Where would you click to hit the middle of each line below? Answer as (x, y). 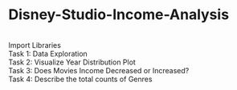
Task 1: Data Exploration (48, 53)
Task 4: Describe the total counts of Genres (80, 79)
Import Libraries (35, 45)
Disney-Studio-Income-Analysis (119, 15)
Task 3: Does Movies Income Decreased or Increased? (99, 70)
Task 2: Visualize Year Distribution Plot (72, 62)
